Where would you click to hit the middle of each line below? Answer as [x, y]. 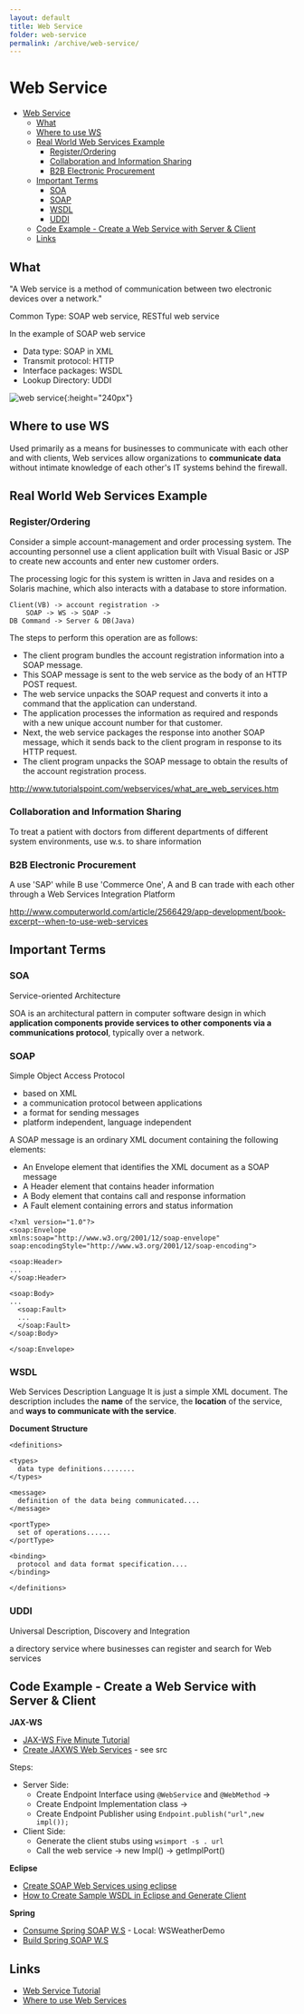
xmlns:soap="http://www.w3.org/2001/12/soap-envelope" [115, 1238]
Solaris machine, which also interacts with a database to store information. [148, 588]
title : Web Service [46, 26]
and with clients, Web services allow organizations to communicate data [145, 457]
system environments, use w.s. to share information [105, 841]
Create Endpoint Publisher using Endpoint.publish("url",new [150, 1814]
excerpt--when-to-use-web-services [79, 921]
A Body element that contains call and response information [134, 1196]
